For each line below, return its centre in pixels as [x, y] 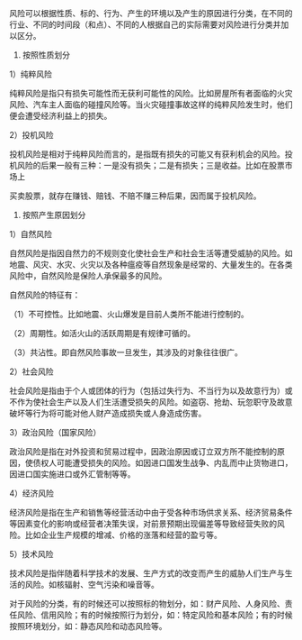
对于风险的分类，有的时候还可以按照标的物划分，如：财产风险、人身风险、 [147, 603]
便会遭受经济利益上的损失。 [61, 116]
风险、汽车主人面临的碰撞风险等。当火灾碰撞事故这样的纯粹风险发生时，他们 [151, 105]
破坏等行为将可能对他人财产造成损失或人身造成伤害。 [108, 413]
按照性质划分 [46, 55]
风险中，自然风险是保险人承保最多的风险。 [88, 276]
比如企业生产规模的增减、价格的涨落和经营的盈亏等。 [123, 535]
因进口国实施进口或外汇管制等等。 [72, 474]
